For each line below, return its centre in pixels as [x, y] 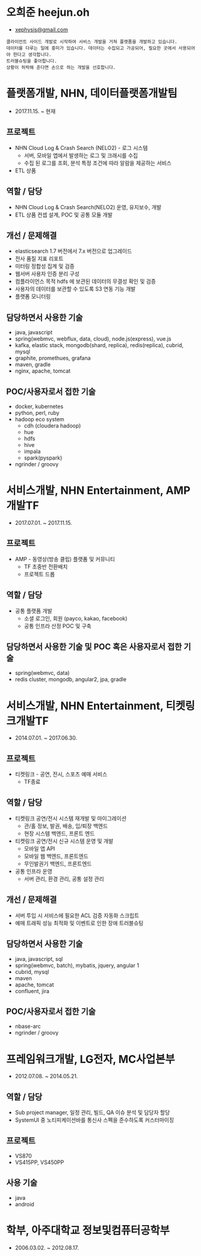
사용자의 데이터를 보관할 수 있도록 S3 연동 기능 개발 [75, 289]
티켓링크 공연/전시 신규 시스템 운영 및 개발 [64, 841]
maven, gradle [33, 365]
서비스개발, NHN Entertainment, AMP [98, 491]
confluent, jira [32, 991]
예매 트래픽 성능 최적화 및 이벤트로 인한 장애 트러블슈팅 [79, 923]
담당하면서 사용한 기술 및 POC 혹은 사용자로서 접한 [94, 647]
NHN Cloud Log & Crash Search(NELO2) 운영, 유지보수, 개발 [88, 207]
